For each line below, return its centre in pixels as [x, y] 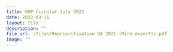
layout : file [22, 23]
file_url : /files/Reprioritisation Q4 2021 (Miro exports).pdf [87, 34]
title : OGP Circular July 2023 [45, 12]
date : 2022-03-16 [28, 17]
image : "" [19, 39]
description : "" [26, 28]
